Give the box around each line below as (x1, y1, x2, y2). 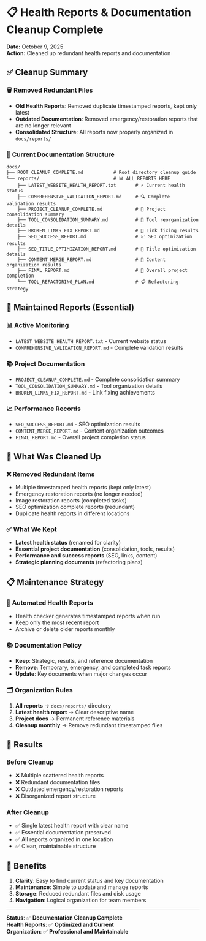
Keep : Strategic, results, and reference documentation (15, 657, 153, 665)
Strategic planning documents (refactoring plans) (15, 559, 143, 566)
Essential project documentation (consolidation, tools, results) (15, 545, 175, 553)
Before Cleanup (6, 758, 54, 766)
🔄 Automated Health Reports (6, 599, 94, 607)
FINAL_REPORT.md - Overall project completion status (15, 434, 146, 441)
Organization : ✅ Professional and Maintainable (6, 928, 129, 935)
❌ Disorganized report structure (15, 792, 96, 800)
